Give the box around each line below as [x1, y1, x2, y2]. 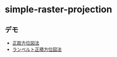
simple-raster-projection [5, 4, 112, 15]
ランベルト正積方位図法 [12, 46, 62, 52]
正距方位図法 [12, 40, 39, 46]
